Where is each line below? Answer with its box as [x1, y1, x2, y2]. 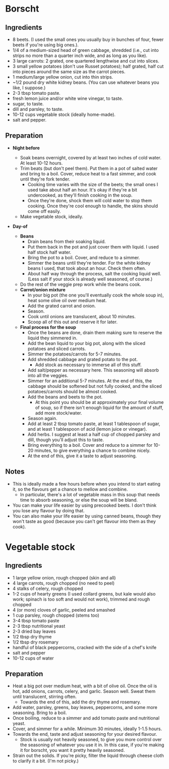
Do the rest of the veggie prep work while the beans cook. [20, 281, 141, 287]
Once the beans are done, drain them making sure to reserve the [27, 329, 162, 335]
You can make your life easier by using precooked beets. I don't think [12, 502, 157, 508]
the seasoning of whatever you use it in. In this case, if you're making [20, 742, 164, 748]
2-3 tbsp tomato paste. [12, 90, 61, 96]
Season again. [27, 415, 58, 421]
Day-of [12, 223, 28, 229]
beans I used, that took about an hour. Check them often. [27, 265, 146, 271]
